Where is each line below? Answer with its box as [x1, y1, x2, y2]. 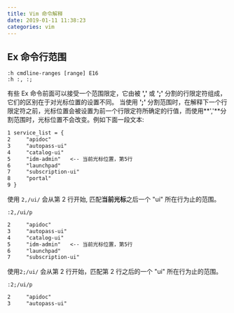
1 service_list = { [7, 130, 64, 137]
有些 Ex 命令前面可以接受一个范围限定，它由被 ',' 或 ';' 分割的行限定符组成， [7, 89, 226, 98]
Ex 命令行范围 [7, 50, 67, 63]
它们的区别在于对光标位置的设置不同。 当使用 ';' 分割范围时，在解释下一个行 [7, 98, 228, 106]
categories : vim [7, 23, 55, 30]
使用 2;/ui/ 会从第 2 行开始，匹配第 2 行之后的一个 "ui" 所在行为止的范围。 [7, 267, 223, 276]
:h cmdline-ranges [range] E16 [7, 70, 99, 77]
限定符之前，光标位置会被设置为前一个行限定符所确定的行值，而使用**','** [7, 106, 221, 116]
